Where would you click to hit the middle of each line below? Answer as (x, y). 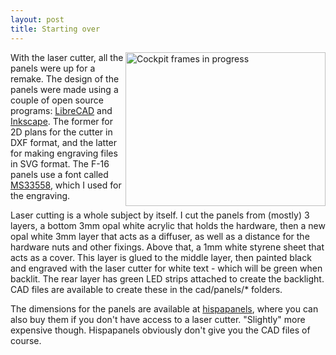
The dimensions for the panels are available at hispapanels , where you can (164, 308)
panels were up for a (53, 68)
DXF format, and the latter (64, 142)
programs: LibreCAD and (61, 110)
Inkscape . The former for (61, 121)
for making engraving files (64, 153)
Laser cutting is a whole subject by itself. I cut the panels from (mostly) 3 (160, 215)
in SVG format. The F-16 (60, 163)
